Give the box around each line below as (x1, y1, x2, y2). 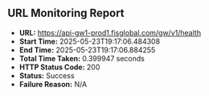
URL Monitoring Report (7, 6, 125, 20)
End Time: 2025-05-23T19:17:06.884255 (18, 44, 156, 55)
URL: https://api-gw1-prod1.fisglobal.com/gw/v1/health (18, 27, 202, 37)
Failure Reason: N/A (18, 79, 88, 89)
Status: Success (18, 70, 75, 80)
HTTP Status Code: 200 (18, 62, 100, 72)
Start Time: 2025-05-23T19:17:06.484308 (18, 36, 161, 46)
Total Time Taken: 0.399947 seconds (18, 53, 145, 63)
